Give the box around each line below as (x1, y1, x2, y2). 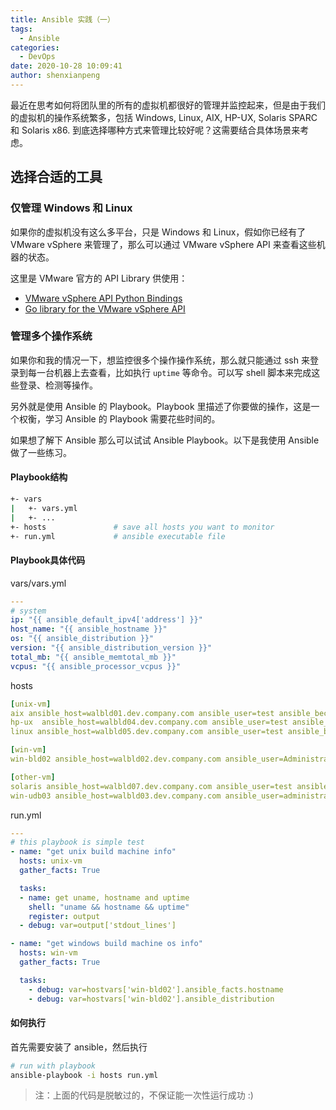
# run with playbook (10, 1061, 97, 1071)
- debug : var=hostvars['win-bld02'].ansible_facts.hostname (28, 984, 284, 995)
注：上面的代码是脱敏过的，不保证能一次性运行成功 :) (34, 1089, 254, 1101)
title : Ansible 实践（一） (10, 14, 115, 25)
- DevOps (19, 52, 56, 62)
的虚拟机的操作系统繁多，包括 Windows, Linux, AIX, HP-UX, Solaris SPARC (10, 111, 318, 123)
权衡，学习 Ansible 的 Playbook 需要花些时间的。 (18, 412, 221, 425)
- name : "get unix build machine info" (10, 847, 177, 857)
